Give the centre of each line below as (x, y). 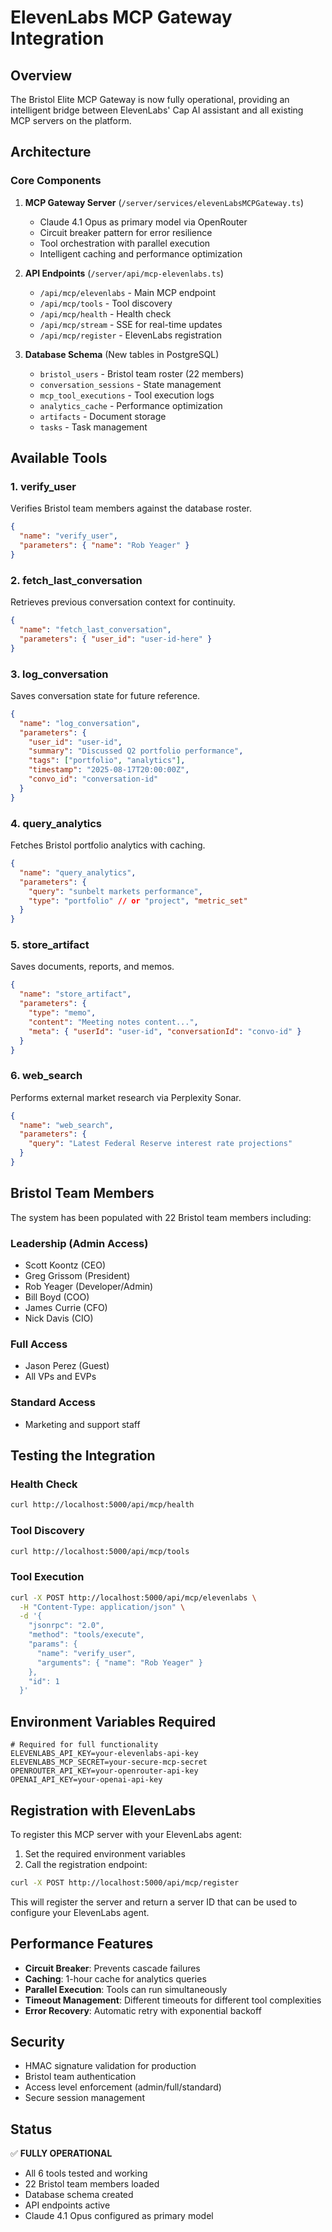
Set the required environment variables (105, 1853)
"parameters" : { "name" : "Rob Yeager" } (104, 546)
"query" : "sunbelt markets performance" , (115, 891)
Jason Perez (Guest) (67, 1366)
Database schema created (79, 2195)
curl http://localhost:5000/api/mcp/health (102, 1505)
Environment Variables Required (113, 1721)
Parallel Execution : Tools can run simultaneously (125, 1989)
